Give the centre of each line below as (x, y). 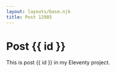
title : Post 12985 (29, 17)
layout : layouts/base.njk (38, 12)
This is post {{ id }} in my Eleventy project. (58, 63)
